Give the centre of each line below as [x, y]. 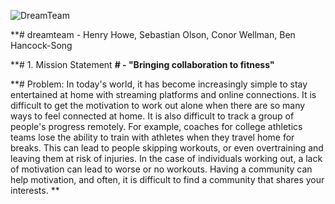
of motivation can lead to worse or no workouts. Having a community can [161, 169]
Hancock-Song [41, 45]
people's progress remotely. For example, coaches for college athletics [156, 126]
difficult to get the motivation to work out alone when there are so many [158, 105]
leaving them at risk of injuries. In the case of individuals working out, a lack [166, 158]
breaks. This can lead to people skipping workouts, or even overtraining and [167, 148]
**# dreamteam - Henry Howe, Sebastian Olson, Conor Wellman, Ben [153, 34]
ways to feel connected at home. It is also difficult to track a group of [152, 116]
